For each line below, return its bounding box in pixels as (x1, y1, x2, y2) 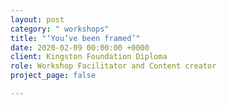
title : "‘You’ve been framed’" (10, 33, 141, 43)
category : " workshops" (10, 24, 110, 34)
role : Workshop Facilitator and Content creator (10, 61, 217, 71)
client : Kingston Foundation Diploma (10, 52, 168, 62)
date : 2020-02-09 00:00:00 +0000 (10, 42, 150, 53)
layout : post (10, 14, 65, 25)
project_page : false (10, 71, 97, 81)
